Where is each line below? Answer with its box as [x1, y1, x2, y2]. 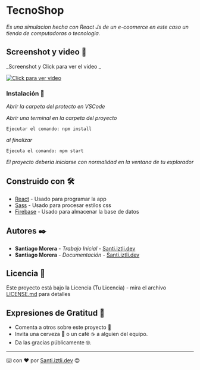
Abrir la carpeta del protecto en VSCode [6, 103, 105, 110]
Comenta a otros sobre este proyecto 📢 [14, 323, 112, 331]
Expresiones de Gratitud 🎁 [6, 308, 105, 318]
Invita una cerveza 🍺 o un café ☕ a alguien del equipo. [14, 331, 148, 338]
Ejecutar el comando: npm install [6, 126, 92, 132]
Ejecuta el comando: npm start [6, 148, 84, 154]
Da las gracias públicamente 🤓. [14, 339, 92, 346]
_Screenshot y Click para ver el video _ [6, 63, 101, 70]
